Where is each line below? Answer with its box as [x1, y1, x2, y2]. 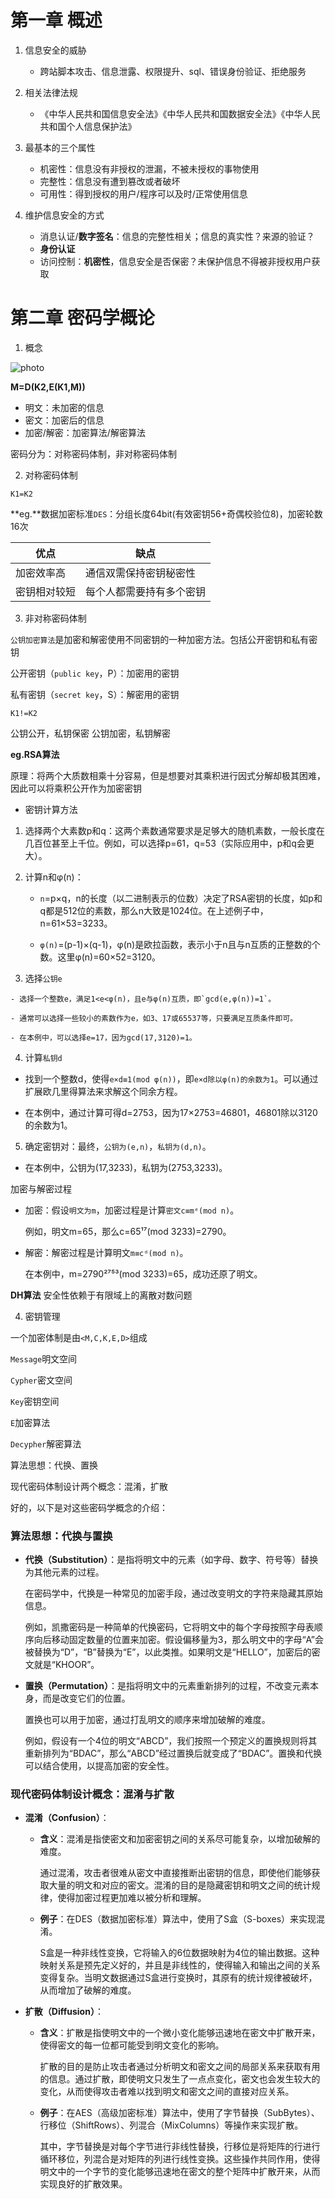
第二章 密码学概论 [10, 307, 155, 330]
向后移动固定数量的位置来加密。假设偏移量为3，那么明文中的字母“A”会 [33, 1634, 325, 1646]
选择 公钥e [24, 972, 63, 984]
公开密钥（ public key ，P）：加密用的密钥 [10, 667, 180, 679]
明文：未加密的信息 [24, 401, 105, 413]
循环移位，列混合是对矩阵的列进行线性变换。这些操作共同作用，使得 [39, 2153, 321, 2165]
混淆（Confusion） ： [24, 1812, 110, 1824]
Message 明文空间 [10, 1352, 78, 1365]
